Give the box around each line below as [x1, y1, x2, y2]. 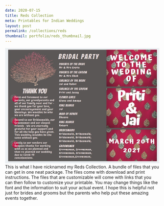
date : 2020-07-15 [5, 8, 41, 13]
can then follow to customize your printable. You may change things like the [5, 179, 158, 185]
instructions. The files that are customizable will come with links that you [5, 174, 152, 180]
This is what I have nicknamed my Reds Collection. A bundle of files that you [5, 164, 159, 170]
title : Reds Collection [5, 13, 54, 18]
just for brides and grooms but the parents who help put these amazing [5, 190, 149, 196]
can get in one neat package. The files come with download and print [5, 169, 145, 175]
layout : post [5, 23, 32, 28]
